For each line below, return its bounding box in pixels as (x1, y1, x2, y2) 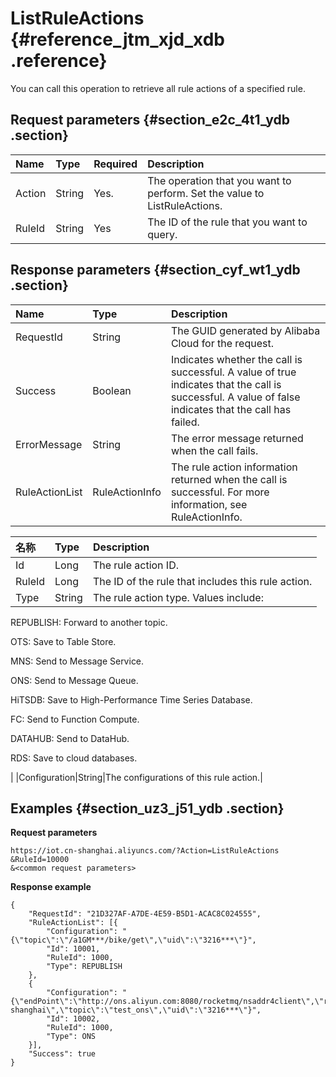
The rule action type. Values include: (92, 590, 264, 604)
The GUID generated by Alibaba (170, 323, 321, 337)
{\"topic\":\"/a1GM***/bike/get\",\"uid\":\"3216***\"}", (10, 935, 257, 946)
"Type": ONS (46, 1032, 97, 1042)
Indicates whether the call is (170, 352, 303, 366)
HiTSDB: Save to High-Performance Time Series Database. (10, 693, 253, 706)
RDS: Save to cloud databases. (10, 752, 138, 764)
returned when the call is (170, 472, 288, 486)
